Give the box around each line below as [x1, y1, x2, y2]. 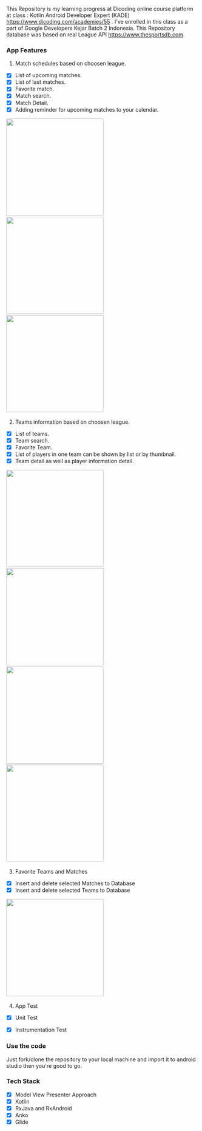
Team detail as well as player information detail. [15, 457, 135, 464]
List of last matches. [15, 78, 66, 86]
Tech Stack [6, 1077, 41, 1085]
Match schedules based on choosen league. [15, 60, 126, 67]
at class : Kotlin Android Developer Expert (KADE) [6, 12, 130, 19]
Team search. [15, 436, 50, 444]
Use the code [6, 1042, 47, 1050]
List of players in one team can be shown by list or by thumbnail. [15, 450, 177, 458]
